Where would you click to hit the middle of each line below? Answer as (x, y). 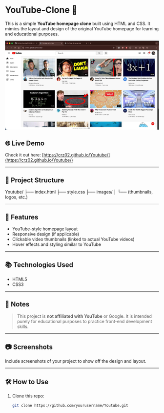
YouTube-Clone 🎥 (41, 10)
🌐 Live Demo (25, 143)
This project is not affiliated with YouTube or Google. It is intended (84, 316)
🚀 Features (22, 217)
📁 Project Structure (35, 180)
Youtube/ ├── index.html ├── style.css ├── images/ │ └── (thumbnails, (79, 192)
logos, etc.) (16, 197)
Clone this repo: (28, 396)
